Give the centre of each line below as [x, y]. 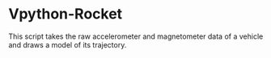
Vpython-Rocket [66, 14]
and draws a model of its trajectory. [68, 44]
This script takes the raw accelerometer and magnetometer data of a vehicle [136, 36]
